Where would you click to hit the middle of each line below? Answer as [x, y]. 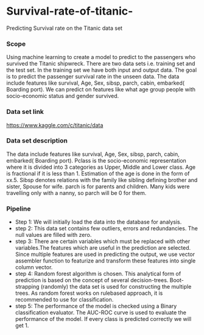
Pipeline [19, 208]
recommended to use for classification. [64, 300]
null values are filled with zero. [53, 235]
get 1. [22, 326]
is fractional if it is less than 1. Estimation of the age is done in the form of [98, 173]
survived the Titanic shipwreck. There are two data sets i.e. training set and [101, 64]
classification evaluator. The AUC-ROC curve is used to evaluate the [101, 312]
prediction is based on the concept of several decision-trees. [92, 280]
